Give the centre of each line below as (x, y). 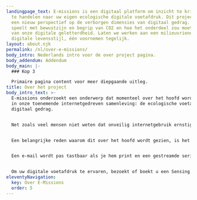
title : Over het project (36, 87)
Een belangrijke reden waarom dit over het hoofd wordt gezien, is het (101, 140)
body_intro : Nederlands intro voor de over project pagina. (81, 55)
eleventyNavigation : (31, 177)
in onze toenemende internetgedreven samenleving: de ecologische (94, 104)
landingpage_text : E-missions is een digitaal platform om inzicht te (94, 11)
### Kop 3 (23, 71)
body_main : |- (23, 66)
